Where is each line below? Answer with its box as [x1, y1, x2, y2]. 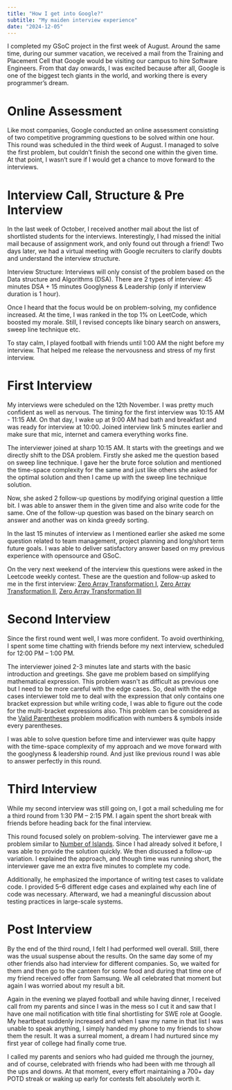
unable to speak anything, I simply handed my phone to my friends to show [7, 1024, 222, 1032]
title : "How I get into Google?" [7, 10, 104, 17]
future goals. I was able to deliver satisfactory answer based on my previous [7, 544, 225, 553]
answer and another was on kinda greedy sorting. [7, 516, 149, 524]
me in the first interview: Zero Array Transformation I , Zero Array [7, 580, 191, 588]
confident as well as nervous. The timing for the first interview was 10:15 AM [7, 408, 225, 417]
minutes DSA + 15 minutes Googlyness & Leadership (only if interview [7, 282, 206, 291]
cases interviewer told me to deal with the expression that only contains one [7, 692, 225, 700]
